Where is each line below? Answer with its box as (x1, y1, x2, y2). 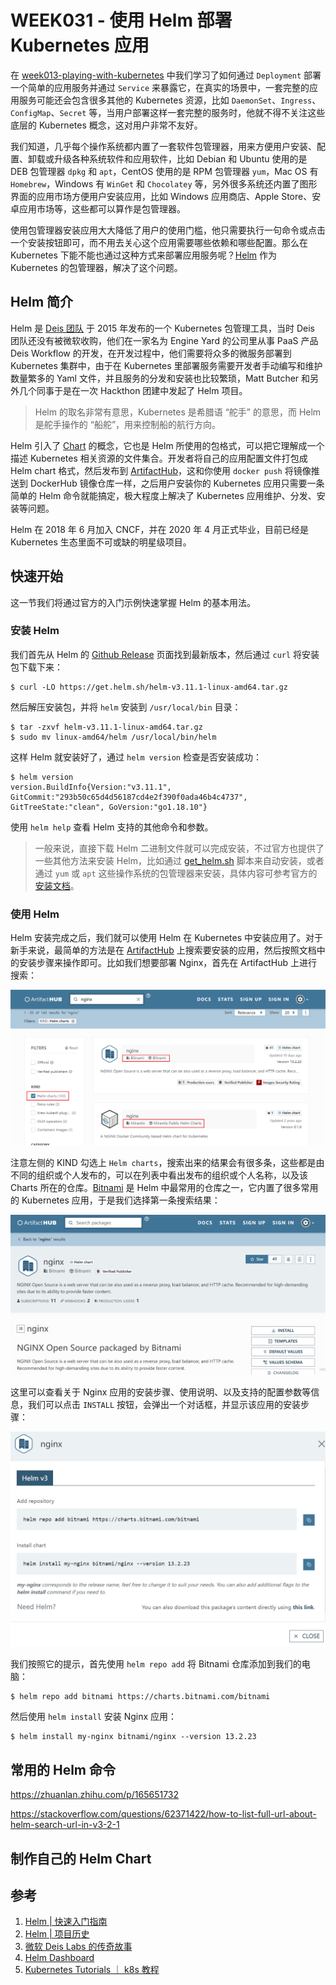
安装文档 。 (34, 879, 80, 891)
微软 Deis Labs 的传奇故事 (24, 1941, 133, 1953)
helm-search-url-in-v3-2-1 (10, 1819, 120, 1831)
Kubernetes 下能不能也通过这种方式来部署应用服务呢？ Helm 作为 (10, 249, 277, 261)
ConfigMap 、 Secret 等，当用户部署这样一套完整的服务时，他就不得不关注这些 (10, 106, 326, 118)
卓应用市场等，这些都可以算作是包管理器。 (10, 202, 186, 215)
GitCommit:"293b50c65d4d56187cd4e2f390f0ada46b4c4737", (10, 792, 248, 802)
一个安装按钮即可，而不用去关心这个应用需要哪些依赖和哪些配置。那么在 (10, 236, 308, 248)
